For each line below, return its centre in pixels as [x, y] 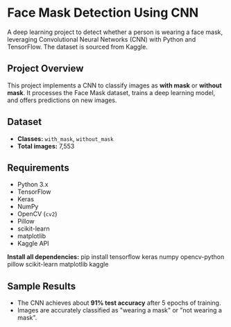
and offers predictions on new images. [62, 100]
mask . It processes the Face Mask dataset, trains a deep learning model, [111, 92]
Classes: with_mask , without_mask [65, 139]
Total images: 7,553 [46, 146]
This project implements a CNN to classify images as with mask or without [114, 85]
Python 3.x [33, 185]
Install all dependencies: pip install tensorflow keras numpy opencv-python [116, 257]
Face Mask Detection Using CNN [103, 13]
